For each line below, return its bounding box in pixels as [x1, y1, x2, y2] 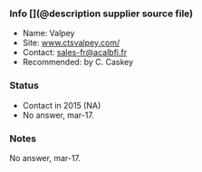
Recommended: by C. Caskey [22, 57, 134, 68]
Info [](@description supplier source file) [9, 7, 194, 20]
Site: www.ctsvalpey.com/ [22, 37, 120, 48]
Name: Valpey [22, 28, 75, 39]
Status [9, 80, 39, 92]
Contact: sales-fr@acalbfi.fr [22, 47, 128, 58]
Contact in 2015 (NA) [22, 100, 101, 110]
